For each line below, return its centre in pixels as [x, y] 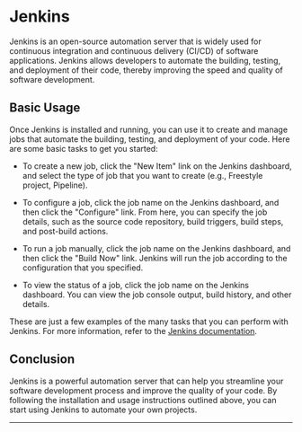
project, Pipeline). [55, 185]
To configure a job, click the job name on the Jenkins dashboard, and [151, 202]
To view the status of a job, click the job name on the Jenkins [136, 285]
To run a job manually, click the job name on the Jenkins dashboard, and [156, 248]
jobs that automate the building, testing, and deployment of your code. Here [150, 139]
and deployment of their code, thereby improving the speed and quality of [146, 70]
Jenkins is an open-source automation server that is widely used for [136, 41]
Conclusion [42, 360]
